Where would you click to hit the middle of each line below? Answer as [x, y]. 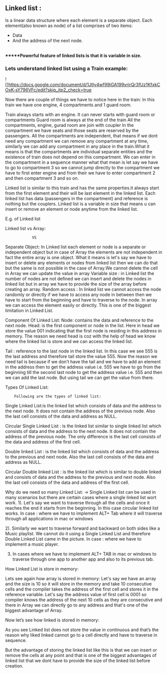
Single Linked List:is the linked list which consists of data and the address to [83, 406]
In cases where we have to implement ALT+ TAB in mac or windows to [84, 554]
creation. [14, 666]
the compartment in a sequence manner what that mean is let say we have [82, 162]
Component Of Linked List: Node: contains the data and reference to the [79, 320]
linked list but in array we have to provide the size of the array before [76, 284]
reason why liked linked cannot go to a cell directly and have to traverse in [82, 635]
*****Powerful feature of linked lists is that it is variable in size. [74, 55]
